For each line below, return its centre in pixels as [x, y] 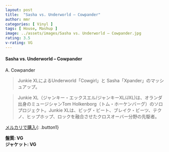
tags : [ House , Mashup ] [31, 29]
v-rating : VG [19, 43]
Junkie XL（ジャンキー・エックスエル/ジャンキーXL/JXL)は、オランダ [90, 97]
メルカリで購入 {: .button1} [32, 127]
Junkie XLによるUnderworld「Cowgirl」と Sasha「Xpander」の [84, 80]
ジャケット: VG [21, 144]
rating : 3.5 [18, 38]
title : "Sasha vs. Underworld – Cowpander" [53, 15]
